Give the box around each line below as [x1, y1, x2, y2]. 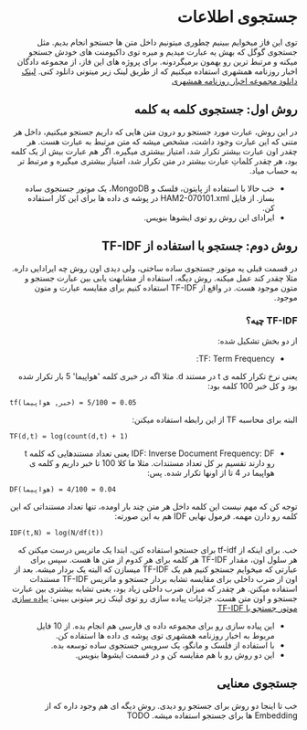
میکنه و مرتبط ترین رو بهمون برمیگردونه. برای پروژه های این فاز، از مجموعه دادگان [16, 56, 298, 67]
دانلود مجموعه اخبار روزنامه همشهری [172, 75, 298, 86]
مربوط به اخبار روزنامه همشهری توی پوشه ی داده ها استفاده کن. [55, 629, 275, 640]
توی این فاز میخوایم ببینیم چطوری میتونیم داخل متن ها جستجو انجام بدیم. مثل [37, 37, 298, 48]
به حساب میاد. [249, 164, 298, 175]
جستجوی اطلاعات [176, 6, 298, 27]
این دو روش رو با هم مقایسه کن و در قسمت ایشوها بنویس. [75, 649, 275, 660]
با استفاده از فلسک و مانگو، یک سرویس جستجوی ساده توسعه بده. [50, 640, 275, 651]
